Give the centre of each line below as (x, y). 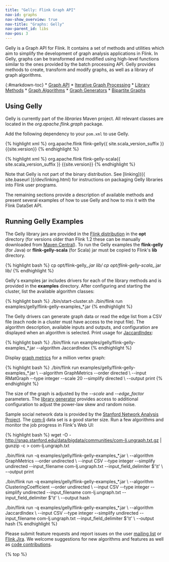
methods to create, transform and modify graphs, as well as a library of (79, 70)
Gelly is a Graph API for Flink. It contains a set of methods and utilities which (85, 48)
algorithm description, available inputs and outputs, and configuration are (82, 327)
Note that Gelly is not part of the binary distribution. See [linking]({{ (75, 174)
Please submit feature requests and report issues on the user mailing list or (83, 534)
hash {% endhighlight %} (31, 523)
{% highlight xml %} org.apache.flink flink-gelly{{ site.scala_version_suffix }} (85, 143)
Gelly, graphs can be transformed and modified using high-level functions (82, 59)
